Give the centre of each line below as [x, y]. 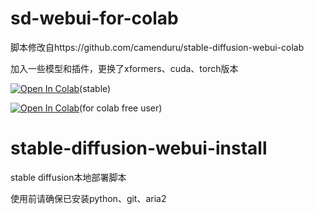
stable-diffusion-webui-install [139, 148]
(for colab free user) [121, 108]
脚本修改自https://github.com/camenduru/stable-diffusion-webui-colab [157, 47]
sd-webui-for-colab [94, 18]
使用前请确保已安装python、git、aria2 [88, 198]
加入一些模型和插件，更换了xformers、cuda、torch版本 [124, 68]
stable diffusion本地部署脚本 [68, 177]
